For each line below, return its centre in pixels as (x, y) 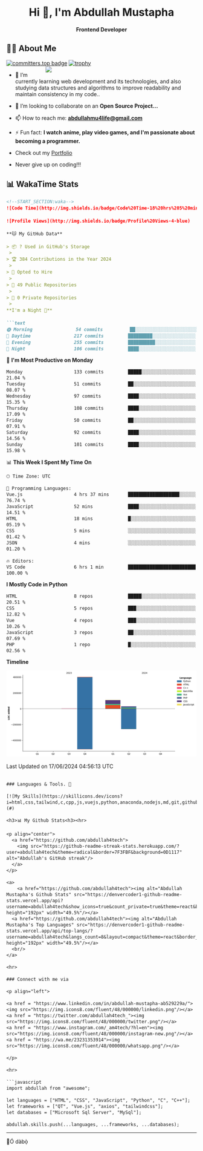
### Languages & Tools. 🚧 (39, 784)
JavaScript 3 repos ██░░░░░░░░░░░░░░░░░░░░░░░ (101, 633)
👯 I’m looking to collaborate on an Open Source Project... (86, 106)
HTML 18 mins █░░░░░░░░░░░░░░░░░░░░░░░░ (101, 519)
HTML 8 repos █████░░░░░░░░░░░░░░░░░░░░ (101, 596)
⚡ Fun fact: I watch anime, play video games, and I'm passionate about (105, 132)
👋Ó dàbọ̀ (17, 1141)
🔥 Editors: (20, 561)
